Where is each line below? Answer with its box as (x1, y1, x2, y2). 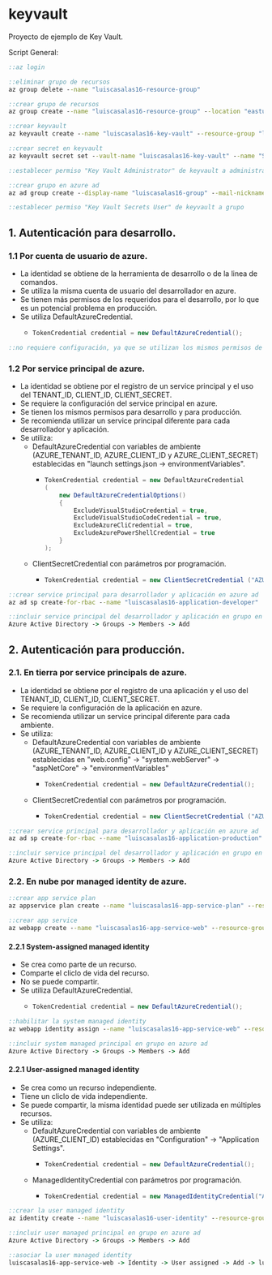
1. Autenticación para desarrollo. (8, 226, 176, 239)
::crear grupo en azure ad (8, 181, 100, 189)
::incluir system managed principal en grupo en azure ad (8, 1040, 208, 1048)
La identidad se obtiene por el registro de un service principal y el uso (19, 381, 253, 391)
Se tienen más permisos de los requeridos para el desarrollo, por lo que (19, 295, 260, 304)
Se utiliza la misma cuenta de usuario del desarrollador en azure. (19, 286, 236, 295)
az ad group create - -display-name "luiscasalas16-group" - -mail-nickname (8, 188, 266, 197)
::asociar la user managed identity (8, 1251, 132, 1259)
